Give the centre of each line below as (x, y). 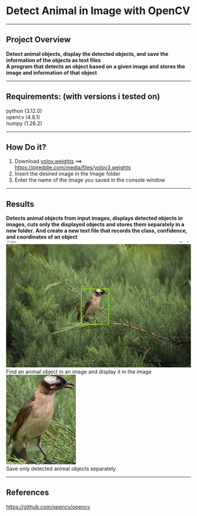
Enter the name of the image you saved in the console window (90, 180)
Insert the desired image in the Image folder (67, 174)
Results (20, 204)
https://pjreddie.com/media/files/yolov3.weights (72, 167)
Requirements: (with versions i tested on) (83, 97)
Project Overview (38, 40)
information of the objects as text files (54, 60)
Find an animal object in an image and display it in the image (79, 371)
